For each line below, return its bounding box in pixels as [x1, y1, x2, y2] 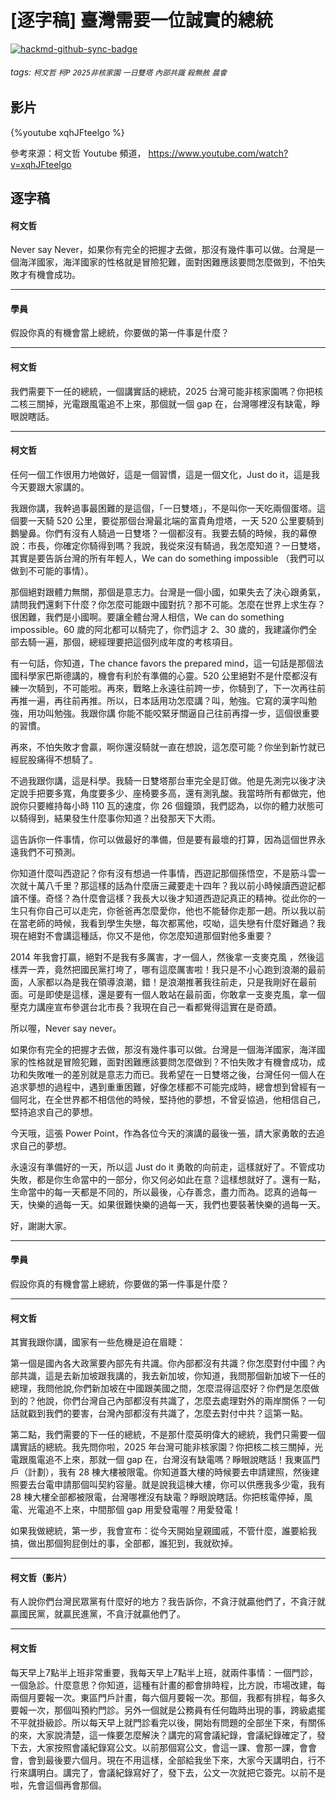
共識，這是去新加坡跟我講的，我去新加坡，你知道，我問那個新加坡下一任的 [18, 1370, 326, 1382]
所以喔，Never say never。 [10, 1022, 122, 1034]
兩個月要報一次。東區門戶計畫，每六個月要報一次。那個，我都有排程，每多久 [10, 1691, 326, 1703]
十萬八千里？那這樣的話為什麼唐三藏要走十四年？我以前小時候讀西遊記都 [27, 879, 326, 891]
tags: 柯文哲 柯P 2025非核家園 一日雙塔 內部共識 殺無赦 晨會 [10, 66, 228, 78]
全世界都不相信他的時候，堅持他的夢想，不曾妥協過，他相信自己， [53, 1093, 326, 1105]
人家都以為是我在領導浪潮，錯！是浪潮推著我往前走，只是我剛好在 [27, 976, 300, 988]
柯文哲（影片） [10, 1571, 72, 1583]
